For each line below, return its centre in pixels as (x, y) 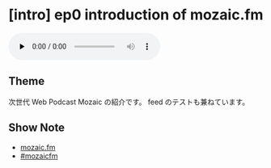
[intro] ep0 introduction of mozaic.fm (136, 15)
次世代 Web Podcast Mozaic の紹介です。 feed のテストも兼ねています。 (129, 102)
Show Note (37, 128)
